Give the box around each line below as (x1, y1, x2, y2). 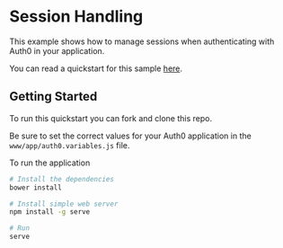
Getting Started (9, 89, 98, 104)
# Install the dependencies (9, 174, 115, 183)
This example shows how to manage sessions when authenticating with (9, 36, 275, 47)
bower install (9, 182, 63, 192)
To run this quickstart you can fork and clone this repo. (9, 112, 213, 123)
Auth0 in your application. (9, 45, 105, 56)
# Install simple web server (9, 199, 119, 208)
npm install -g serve (9, 208, 91, 217)
